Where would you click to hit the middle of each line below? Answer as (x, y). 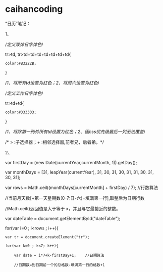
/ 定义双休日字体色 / (24, 44)
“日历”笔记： (18, 23)
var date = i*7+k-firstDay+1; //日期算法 (59, 255)
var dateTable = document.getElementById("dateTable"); (63, 218)
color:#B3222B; (21, 63)
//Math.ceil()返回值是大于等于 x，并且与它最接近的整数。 (63, 208)
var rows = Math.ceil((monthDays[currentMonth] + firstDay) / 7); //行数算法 (82, 187)
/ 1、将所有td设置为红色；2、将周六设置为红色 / (52, 83)
